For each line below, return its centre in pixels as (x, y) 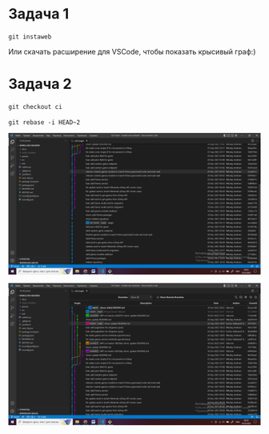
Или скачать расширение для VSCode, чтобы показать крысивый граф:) (132, 51)
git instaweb (30, 37)
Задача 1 (39, 14)
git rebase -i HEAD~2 (44, 122)
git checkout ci (35, 106)
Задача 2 (40, 84)
